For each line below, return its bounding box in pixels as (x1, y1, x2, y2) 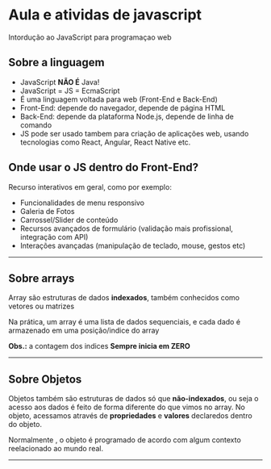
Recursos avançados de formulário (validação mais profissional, (19, 224, 234, 233)
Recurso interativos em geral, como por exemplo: (8, 182, 172, 191)
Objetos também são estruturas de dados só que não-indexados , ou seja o (8, 394, 259, 404)
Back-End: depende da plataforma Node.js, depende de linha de (19, 111, 234, 121)
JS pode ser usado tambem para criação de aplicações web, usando (19, 128, 249, 138)
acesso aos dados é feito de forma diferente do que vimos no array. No (8, 402, 246, 412)
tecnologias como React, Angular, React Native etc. (19, 137, 191, 147)
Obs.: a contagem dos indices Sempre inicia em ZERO (8, 341, 191, 351)
